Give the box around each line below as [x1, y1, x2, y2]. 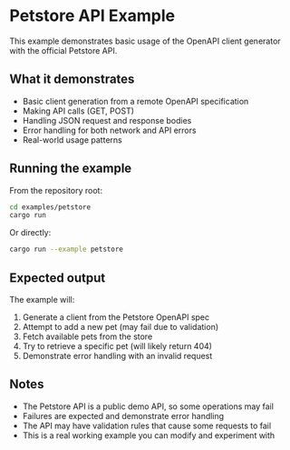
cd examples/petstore [9, 202, 92, 212]
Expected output [9, 270, 106, 285]
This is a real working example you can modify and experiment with [22, 429, 275, 441]
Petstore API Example [9, 5, 175, 26]
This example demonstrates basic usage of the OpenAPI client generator [9, 35, 281, 46]
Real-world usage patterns [22, 134, 122, 145]
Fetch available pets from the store [22, 331, 153, 342]
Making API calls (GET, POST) [22, 105, 134, 116]
